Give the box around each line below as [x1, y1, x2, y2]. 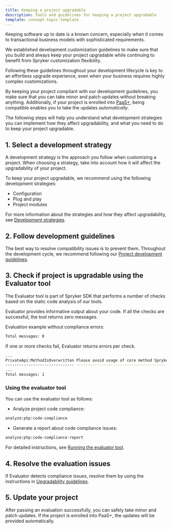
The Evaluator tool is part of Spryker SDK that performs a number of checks [5, 293, 165, 299]
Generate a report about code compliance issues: [12, 425, 118, 431]
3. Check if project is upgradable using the [5, 271, 143, 280]
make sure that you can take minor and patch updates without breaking [5, 94, 156, 100]
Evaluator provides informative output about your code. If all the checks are [5, 308, 165, 314]
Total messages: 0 [5, 334, 45, 339]
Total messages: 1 [5, 372, 45, 377]
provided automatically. [5, 518, 55, 524]
